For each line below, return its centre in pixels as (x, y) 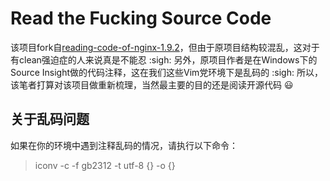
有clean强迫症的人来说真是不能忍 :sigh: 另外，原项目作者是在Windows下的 (164, 59)
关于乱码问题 (50, 119)
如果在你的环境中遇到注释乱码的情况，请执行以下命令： (124, 145)
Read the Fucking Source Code (141, 18)
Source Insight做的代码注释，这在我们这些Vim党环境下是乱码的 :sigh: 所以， (166, 72)
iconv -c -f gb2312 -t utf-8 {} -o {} (105, 165)
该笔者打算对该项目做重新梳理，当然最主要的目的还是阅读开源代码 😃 (152, 84)
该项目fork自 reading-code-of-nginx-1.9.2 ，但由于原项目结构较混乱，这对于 (165, 47)
